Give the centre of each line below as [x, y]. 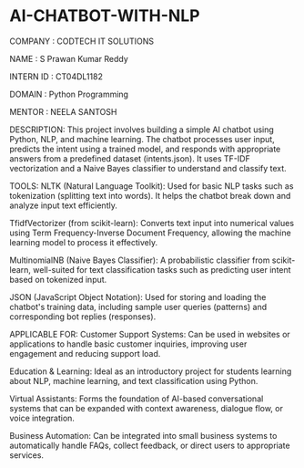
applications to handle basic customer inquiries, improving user [128, 344]
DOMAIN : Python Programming [69, 94]
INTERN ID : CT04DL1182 [56, 76]
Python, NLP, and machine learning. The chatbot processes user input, [142, 139]
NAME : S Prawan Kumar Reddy [69, 58]
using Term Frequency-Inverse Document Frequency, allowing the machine [150, 233]
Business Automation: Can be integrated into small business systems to [143, 435]
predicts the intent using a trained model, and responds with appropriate [145, 149]
